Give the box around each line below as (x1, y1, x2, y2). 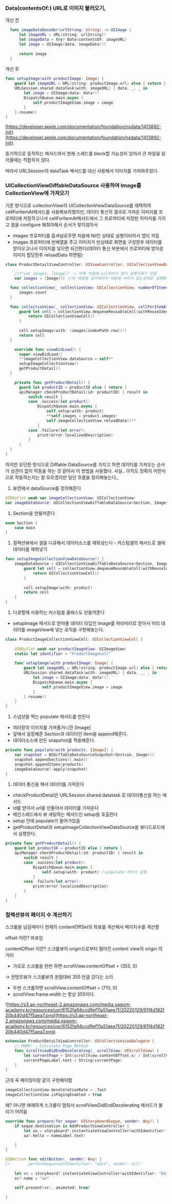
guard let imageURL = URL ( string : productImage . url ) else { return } (14, 81, 166, 86)
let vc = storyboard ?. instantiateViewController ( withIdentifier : (14, 1171, 157, 1176)
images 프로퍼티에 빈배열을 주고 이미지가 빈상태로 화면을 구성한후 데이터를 (12, 239, 162, 245)
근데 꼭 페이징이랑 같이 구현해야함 (5, 1077, 73, 1083)
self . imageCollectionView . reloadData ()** (46, 418, 137, 423)
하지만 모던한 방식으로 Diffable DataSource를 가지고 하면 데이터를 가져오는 (5, 461, 156, 467)
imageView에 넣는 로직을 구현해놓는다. (26, 627, 104, 633)
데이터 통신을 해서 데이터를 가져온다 (12, 781, 84, 787)
